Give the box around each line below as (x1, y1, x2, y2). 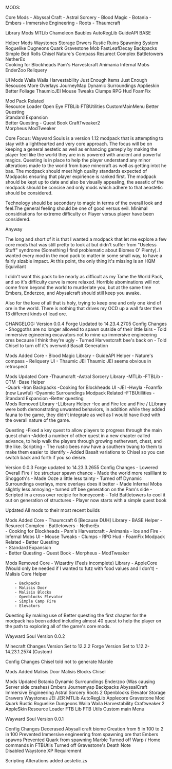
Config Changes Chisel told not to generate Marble (5, 658, 113, 665)
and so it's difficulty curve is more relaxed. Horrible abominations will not (5, 279, 160, 285)
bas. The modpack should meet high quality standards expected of (5, 168, 147, 174)
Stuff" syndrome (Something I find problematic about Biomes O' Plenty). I (5, 247, 161, 253)
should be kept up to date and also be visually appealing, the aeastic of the (5, 179, 164, 185)
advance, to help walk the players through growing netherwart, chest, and (5, 438, 162, 444)
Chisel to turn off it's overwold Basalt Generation (5, 343, 108, 349)
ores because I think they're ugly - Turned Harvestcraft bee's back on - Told (5, 337, 167, 343)
